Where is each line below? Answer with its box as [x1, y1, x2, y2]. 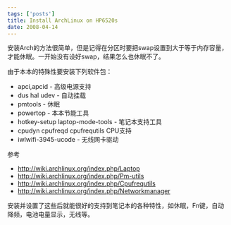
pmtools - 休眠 [17, 100, 60, 109]
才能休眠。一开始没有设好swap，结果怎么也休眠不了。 [7, 52, 166, 61]
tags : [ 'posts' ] [7, 10, 55, 18]
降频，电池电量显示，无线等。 [7, 210, 94, 219]
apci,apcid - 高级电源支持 [17, 83, 92, 91]
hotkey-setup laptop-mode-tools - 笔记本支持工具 [17, 118, 162, 126]
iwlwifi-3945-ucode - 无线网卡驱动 [17, 135, 119, 144]
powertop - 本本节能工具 [17, 109, 89, 117]
